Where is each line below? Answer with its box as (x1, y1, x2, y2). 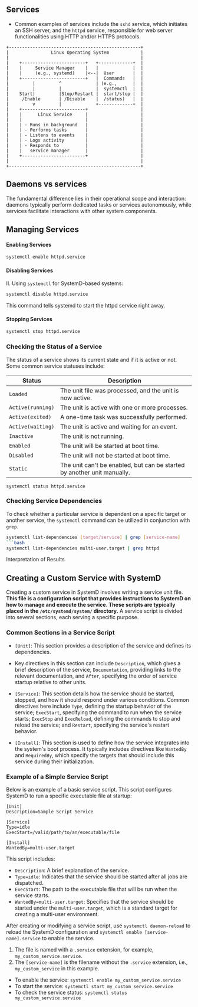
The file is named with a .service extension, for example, (14, 946, 154, 953)
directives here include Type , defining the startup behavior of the (14, 702, 171, 710)
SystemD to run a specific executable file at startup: (6, 792, 132, 799)
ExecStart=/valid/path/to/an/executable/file (6, 829, 120, 835)
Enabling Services (6, 241, 52, 248)
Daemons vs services (6, 179, 87, 189)
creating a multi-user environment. (14, 910, 99, 917)
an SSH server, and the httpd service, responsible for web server (14, 27, 173, 34)
